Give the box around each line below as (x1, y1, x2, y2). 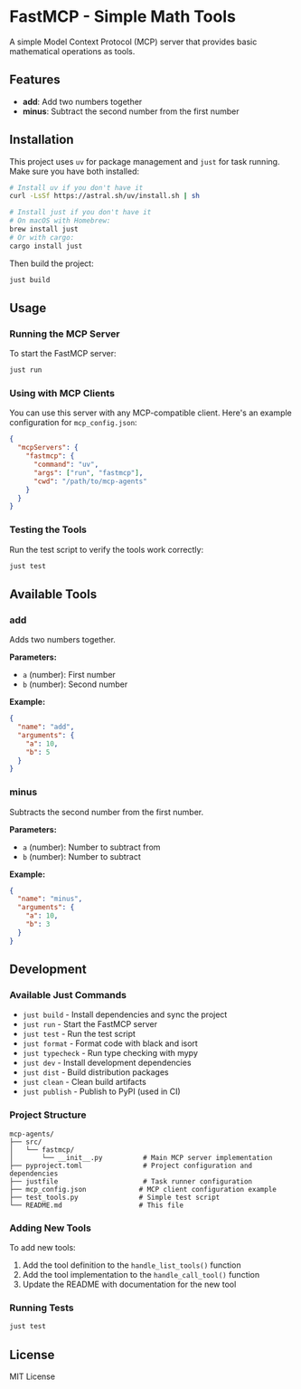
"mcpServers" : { (17, 443, 79, 452)
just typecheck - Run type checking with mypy (22, 1048, 199, 1059)
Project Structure (9, 1108, 87, 1121)
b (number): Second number (22, 679, 128, 690)
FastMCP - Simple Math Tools (9, 6, 237, 27)
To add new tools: (9, 1242, 76, 1252)
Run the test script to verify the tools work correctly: (9, 544, 204, 555)
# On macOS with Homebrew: (9, 216, 111, 225)
